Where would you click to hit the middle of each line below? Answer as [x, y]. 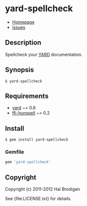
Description [23, 43]
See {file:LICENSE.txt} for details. [38, 199]
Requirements [27, 96]
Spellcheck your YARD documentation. [44, 54]
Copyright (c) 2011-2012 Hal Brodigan [43, 189]
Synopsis [19, 70]
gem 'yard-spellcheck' [28, 162]
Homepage [23, 22]
